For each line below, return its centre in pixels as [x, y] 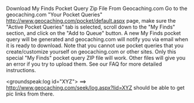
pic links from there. [30, 94]
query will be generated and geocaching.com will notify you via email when [97, 39]
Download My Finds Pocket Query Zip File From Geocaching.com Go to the [97, 8]
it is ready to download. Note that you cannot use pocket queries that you [95, 45]
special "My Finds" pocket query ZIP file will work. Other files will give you [96, 58]
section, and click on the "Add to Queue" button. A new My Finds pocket [93, 33]
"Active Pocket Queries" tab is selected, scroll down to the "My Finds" [91, 27]
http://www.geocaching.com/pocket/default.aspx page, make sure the [91, 21]
